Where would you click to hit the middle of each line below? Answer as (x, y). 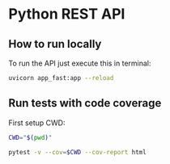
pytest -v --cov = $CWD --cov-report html (78, 152)
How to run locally (55, 44)
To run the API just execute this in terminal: (80, 63)
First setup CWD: (37, 123)
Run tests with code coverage (85, 103)
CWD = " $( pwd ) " (30, 137)
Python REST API (67, 14)
